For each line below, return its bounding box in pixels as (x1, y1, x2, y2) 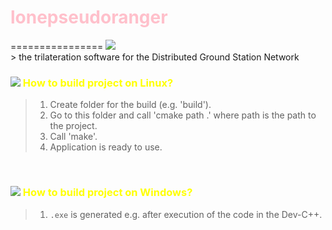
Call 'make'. (49, 131, 98, 143)
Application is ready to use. (49, 141, 163, 153)
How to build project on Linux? (22, 76, 174, 90)
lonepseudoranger (10, 6, 168, 29)
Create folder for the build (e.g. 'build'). (49, 99, 212, 111)
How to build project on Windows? (22, 186, 193, 200)
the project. (49, 120, 98, 132)
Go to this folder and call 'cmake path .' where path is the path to (49, 109, 317, 121)
